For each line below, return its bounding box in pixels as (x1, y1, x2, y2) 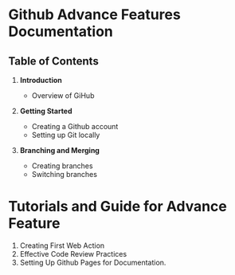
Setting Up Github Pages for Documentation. (19, 257, 166, 267)
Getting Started (19, 106, 73, 116)
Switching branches (31, 170, 98, 179)
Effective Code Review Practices (19, 249, 127, 258)
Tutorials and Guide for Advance (8, 198, 227, 216)
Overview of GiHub (31, 91, 95, 100)
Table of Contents (8, 54, 100, 68)
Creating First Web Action (19, 241, 105, 250)
